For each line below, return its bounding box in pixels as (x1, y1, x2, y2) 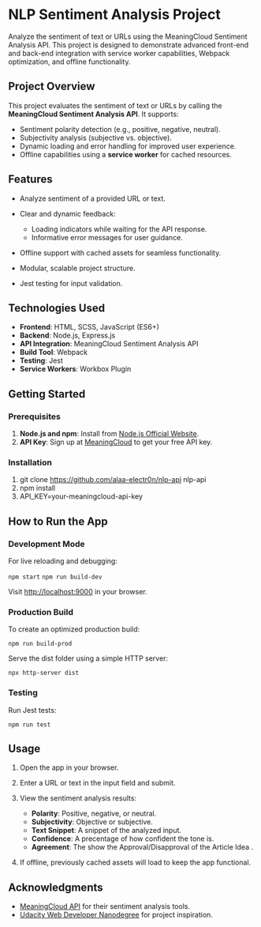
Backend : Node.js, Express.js (19, 330, 116, 341)
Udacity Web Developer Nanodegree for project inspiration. (19, 910, 213, 920)
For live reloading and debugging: (8, 556, 118, 566)
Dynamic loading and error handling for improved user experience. (19, 141, 237, 151)
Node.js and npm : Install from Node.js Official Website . (19, 429, 199, 439)
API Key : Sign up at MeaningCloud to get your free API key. (19, 437, 213, 447)
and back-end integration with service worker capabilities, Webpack (8, 48, 230, 58)
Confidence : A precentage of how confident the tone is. (31, 834, 214, 843)
